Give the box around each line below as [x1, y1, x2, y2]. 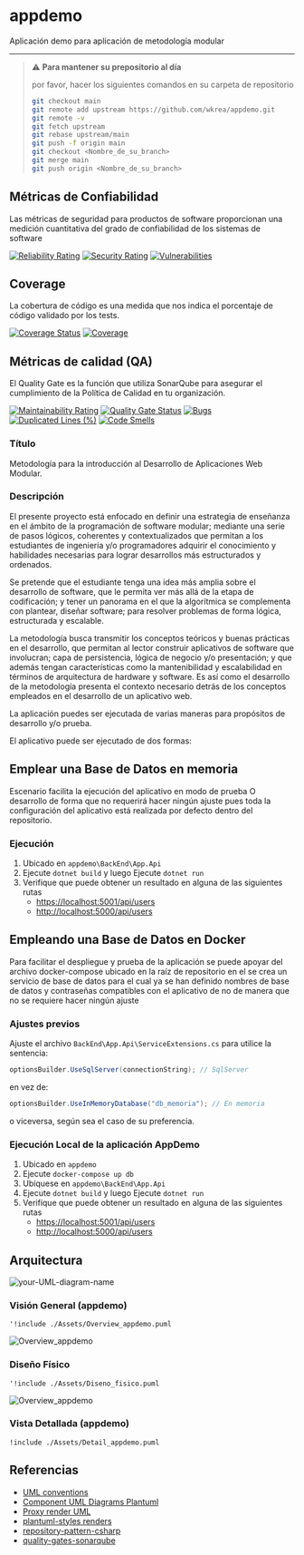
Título [9, 437, 36, 450]
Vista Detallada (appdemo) [9, 1417, 129, 1430]
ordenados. [9, 559, 52, 569]
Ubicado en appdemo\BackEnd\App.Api [22, 858, 162, 869]
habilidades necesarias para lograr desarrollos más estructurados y [9, 549, 261, 560]
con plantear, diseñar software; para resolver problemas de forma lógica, [9, 605, 282, 617]
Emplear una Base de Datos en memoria [9, 762, 238, 777]
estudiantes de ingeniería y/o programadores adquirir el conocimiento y [9, 539, 277, 550]
